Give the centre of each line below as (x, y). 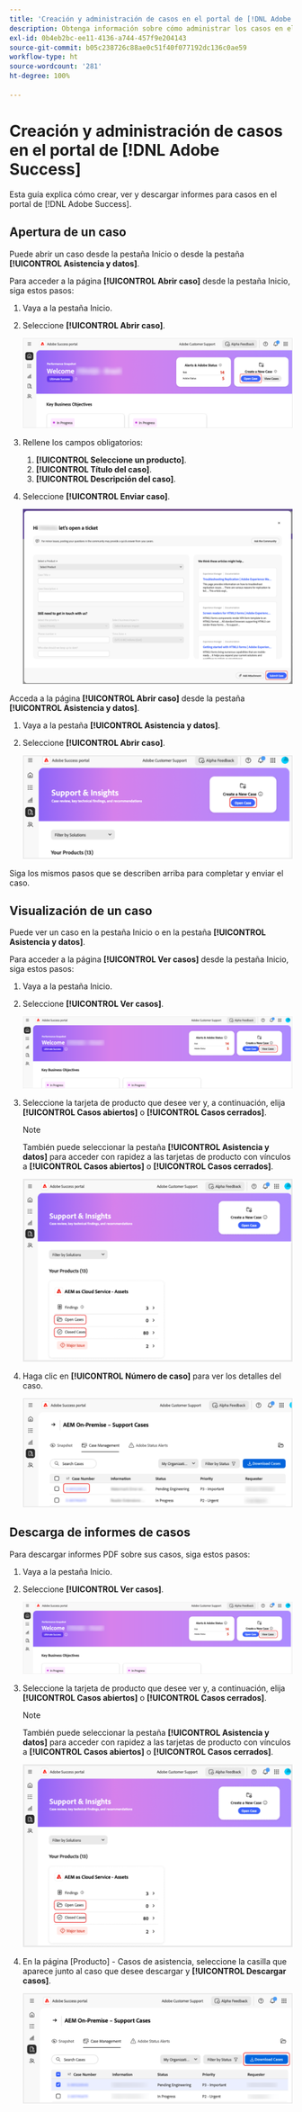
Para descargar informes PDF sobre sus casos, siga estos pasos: (130, 1554)
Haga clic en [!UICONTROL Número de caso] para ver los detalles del (151, 1376)
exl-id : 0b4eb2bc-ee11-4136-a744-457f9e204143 (98, 38)
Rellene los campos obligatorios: (83, 443)
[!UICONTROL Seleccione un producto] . (111, 460)
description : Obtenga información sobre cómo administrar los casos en (146, 28)
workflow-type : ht (44, 57)
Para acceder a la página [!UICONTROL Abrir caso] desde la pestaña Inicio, (150, 281)
